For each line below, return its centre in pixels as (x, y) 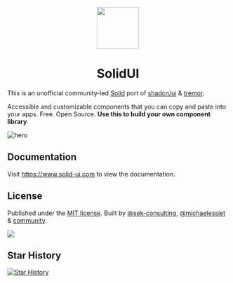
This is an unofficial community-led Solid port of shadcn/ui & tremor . (106, 93)
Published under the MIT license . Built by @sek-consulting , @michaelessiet (116, 213)
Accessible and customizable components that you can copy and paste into (117, 106)
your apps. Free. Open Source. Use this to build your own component (109, 114)
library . (18, 121)
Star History (34, 255)
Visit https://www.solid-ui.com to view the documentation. (91, 174)
